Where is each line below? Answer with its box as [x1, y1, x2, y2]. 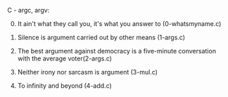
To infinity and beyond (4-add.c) [17, 82, 113, 90]
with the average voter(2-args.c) [17, 54, 113, 63]
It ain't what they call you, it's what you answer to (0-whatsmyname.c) [17, 20, 222, 27]
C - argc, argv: [7, 6, 50, 14]
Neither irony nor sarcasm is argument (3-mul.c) [17, 68, 158, 76]
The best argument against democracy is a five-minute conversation [17, 47, 217, 55]
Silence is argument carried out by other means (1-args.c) [17, 33, 185, 41]
